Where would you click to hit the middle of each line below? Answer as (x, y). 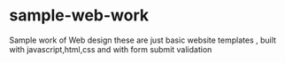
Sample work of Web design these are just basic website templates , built (143, 40)
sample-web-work (79, 16)
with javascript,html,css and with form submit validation (111, 49)
